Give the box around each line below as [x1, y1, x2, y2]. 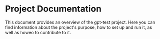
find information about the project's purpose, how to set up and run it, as [5, 24, 152, 30]
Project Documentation [5, 3, 102, 14]
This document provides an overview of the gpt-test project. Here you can [5, 19, 156, 25]
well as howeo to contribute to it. [5, 29, 71, 35]
